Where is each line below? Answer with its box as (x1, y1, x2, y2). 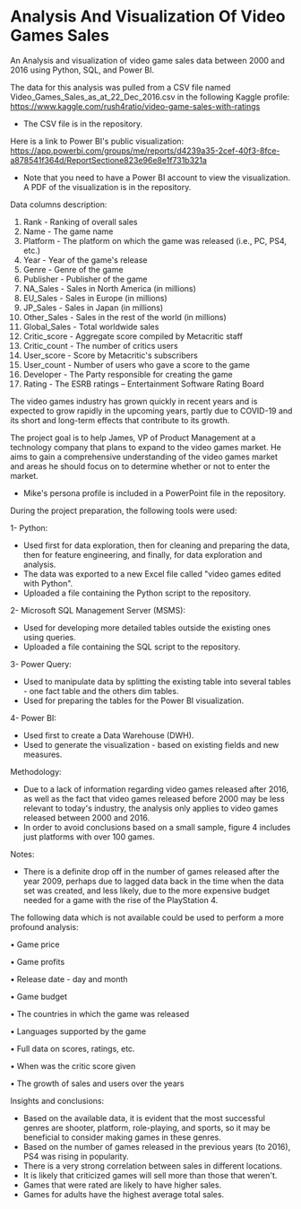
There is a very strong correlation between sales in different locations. (22, 1160, 283, 1171)
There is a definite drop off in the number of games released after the (22, 865, 280, 876)
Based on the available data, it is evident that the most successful (22, 1112, 265, 1123)
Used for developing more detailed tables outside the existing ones (22, 622, 271, 633)
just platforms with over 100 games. (22, 831, 156, 842)
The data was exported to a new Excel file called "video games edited (22, 568, 281, 579)
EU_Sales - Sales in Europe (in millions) (22, 292, 168, 303)
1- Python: (10, 522, 48, 533)
